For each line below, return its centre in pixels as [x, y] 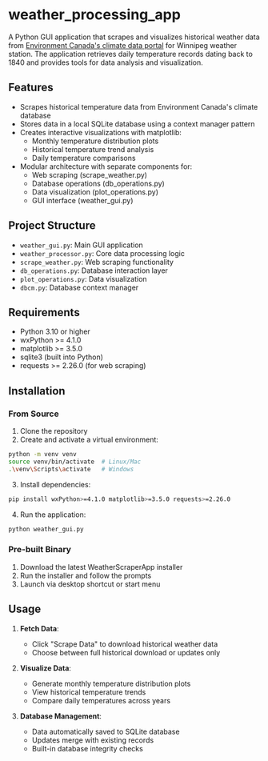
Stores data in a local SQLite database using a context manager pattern [137, 124]
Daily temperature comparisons [84, 158]
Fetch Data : [39, 628]
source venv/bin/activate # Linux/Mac [75, 462]
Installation [37, 391]
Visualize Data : [46, 668]
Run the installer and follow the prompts [86, 575]
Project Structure [52, 226]
